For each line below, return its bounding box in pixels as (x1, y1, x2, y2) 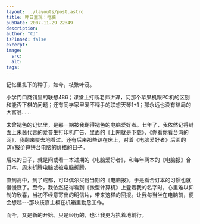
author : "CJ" (6, 31, 39, 37)
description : (6, 25, 39, 32)
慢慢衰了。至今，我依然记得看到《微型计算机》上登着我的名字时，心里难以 (6, 184, 189, 191)
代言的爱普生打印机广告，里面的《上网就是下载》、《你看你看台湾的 (26, 129, 189, 136)
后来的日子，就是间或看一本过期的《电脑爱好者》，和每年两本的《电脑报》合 (6, 156, 192, 164)
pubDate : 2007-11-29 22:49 (6, 20, 73, 26)
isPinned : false (6, 36, 46, 42)
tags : (6, 64, 20, 70)
